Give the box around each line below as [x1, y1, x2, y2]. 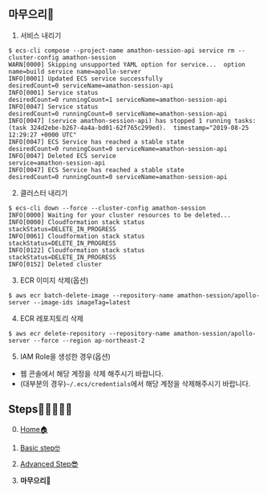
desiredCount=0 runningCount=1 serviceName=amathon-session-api [8, 96, 228, 104]
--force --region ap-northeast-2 [33, 336, 146, 344]
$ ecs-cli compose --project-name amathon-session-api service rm [8, 47, 235, 55]
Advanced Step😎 [19, 458, 79, 468]
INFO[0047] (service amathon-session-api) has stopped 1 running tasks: [8, 116, 257, 124]
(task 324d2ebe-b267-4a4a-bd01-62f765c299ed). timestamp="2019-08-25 [8, 124, 249, 132]
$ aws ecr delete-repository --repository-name [8, 329, 171, 337]
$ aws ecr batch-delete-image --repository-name [8, 291, 174, 299]
